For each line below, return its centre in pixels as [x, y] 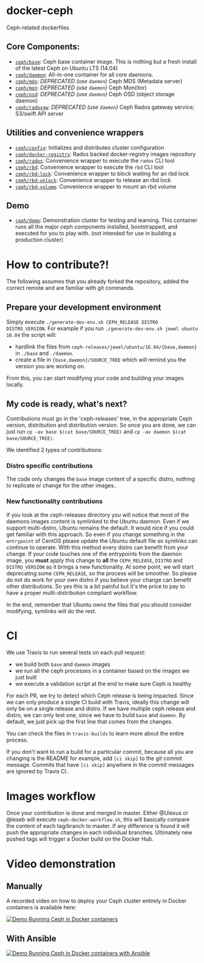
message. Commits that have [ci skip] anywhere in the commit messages [100, 765]
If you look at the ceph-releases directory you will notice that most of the [98, 515]
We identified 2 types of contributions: [55, 449]
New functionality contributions [55, 501]
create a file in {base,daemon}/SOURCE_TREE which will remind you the [100, 360]
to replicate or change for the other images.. [62, 485]
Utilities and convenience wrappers [75, 133]
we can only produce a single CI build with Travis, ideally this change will [98, 702]
